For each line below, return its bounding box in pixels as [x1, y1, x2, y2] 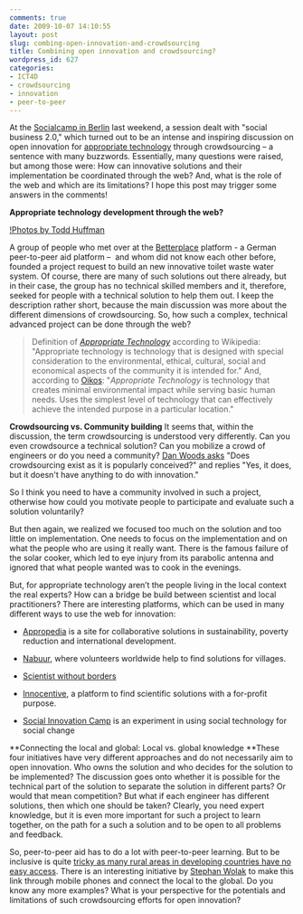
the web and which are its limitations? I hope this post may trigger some [9, 180, 278, 191]
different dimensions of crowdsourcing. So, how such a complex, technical [9, 309, 288, 320]
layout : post [9, 30, 59, 39]
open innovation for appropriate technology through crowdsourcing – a [9, 141, 274, 152]
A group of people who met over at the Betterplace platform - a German [9, 242, 278, 253]
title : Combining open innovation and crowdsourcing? [9, 47, 217, 56]
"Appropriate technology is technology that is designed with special [31, 346, 284, 357]
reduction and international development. [22, 635, 176, 647]
